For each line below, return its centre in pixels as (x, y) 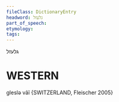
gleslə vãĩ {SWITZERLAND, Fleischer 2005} (60, 93)
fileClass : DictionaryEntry (41, 12)
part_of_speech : (26, 23)
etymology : (20, 29)
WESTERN (32, 76)
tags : (13, 34)
